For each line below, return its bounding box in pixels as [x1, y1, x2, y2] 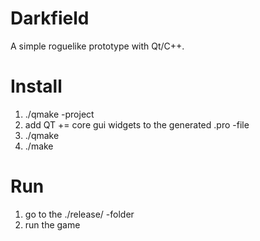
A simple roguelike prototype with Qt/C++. [10, 40, 185, 52]
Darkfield [10, 7, 90, 30]
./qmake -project [24, 108, 95, 120]
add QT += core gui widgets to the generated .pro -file [24, 118, 250, 131]
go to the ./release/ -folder [24, 208, 135, 220]
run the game [24, 218, 81, 231]
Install [10, 75, 63, 98]
